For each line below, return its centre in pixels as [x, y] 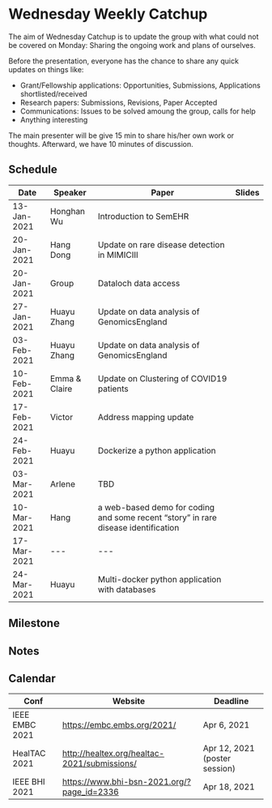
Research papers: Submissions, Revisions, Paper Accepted [119, 102]
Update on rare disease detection [161, 244]
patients [113, 389]
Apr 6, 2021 [226, 725]
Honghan [68, 211]
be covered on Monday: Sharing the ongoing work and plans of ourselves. [132, 45]
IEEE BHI [29, 782]
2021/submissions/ [100, 763]
